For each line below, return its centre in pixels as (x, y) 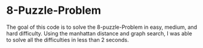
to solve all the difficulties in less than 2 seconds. (68, 40)
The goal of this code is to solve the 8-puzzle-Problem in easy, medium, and (102, 27)
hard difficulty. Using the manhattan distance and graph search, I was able (99, 33)
